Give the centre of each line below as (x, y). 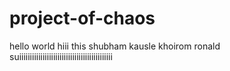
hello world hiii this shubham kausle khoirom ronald (115, 46)
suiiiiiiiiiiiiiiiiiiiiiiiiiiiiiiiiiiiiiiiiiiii (61, 56)
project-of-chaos (82, 18)
